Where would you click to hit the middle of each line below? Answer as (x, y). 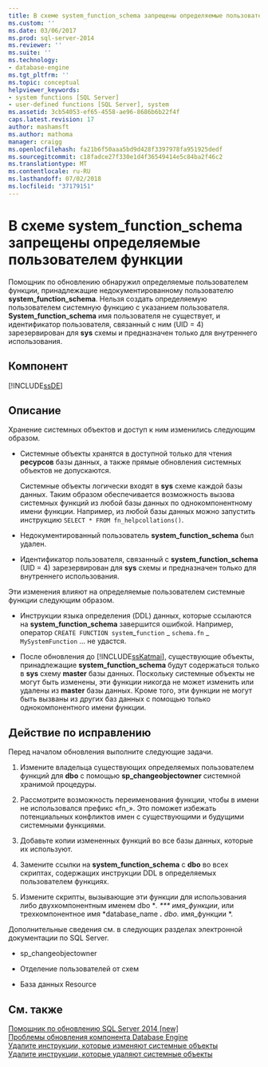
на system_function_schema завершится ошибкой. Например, (126, 624)
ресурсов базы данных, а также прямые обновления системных (130, 462)
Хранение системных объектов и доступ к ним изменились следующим (132, 430)
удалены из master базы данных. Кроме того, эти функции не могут (136, 690)
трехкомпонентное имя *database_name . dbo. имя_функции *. (126, 914)
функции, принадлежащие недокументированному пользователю (121, 290)
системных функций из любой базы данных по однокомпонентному (136, 503)
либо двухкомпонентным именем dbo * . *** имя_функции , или (127, 906)
